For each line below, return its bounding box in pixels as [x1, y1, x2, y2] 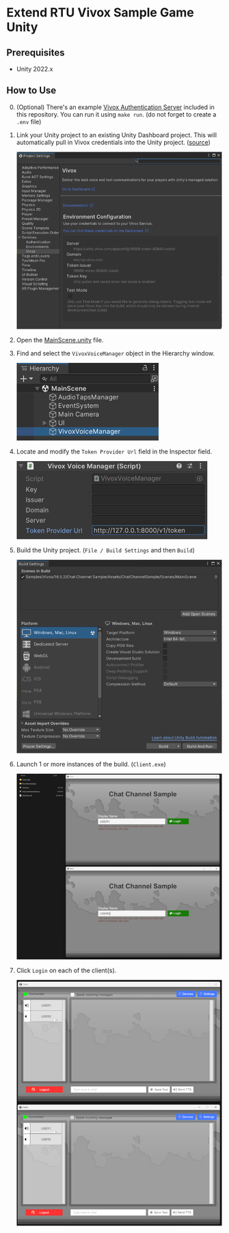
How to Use [6, 84, 57, 97]
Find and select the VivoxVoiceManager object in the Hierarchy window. [16, 349, 215, 357]
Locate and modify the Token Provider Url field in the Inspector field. [16, 447, 213, 456]
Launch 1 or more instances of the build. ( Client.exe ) [16, 760, 167, 768]
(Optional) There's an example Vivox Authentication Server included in [16, 103, 215, 111]
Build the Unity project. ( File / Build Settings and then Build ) [16, 546, 196, 554]
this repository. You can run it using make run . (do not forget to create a [16, 110, 217, 118]
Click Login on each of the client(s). [16, 966, 117, 975]
